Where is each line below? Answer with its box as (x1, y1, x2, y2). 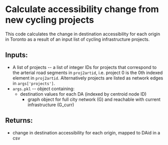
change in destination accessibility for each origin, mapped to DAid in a (12, 129, 160, 135)
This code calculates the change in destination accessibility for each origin (5, 31, 160, 37)
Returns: (5, 116, 33, 125)
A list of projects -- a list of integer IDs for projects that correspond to (12, 64, 157, 70)
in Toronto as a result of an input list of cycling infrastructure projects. (5, 36, 150, 42)
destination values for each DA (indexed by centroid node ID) (20, 91, 147, 97)
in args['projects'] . (12, 80, 55, 86)
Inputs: (5, 51, 28, 59)
